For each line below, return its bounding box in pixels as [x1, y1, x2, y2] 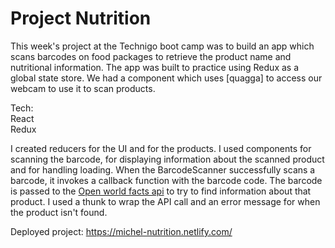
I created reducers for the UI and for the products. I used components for [10, 142, 312, 154]
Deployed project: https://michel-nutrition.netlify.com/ [10, 225, 233, 237]
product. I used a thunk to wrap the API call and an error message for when [10, 195, 321, 207]
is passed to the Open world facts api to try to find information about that [10, 185, 312, 197]
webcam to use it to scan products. [10, 82, 156, 94]
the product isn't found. [10, 206, 108, 218]
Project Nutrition [10, 7, 152, 30]
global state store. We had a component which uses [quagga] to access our [10, 72, 323, 84]
